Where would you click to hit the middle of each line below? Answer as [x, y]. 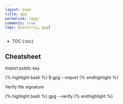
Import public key [22, 68]
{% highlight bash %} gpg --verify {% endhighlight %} [59, 96]
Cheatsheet [23, 56]
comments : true [20, 23]
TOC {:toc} [23, 41]
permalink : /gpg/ [22, 18]
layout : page [18, 9]
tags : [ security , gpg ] [28, 28]
